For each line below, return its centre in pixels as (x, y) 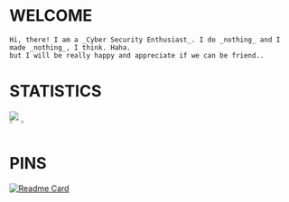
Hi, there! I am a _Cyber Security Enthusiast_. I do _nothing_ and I (145, 40)
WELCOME (51, 16)
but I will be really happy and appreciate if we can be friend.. (137, 55)
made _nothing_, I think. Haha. (70, 47)
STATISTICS (56, 92)
